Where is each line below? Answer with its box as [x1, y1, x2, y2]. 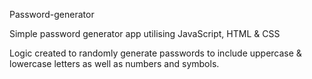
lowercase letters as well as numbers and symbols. [9, 58, 220, 69]
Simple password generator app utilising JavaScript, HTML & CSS [9, 28, 281, 39]
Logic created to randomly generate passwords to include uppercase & [9, 47, 302, 59]
